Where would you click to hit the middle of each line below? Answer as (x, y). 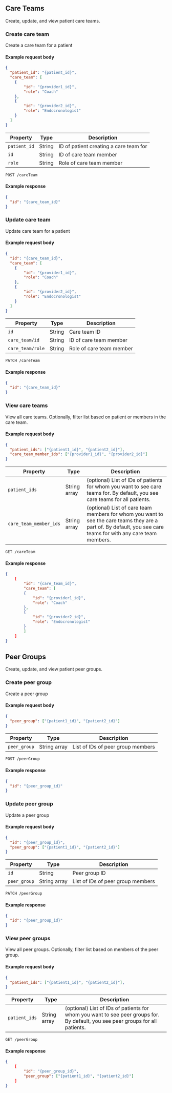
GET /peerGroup (21, 1040)
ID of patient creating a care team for (103, 146)
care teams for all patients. (119, 499)
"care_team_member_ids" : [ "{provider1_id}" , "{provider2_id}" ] (79, 454)
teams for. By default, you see (123, 493)
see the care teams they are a (122, 521)
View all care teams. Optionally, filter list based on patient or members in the (86, 417)
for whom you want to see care (124, 487)
